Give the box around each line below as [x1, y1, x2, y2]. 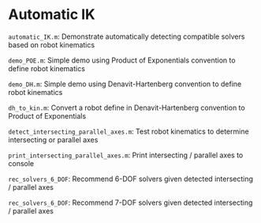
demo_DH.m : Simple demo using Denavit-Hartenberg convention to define [8, 79, 242, 89]
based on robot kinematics [8, 40, 95, 49]
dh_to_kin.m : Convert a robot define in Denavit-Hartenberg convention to [8, 103, 246, 112]
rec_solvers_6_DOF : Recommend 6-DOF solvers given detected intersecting [8, 174, 254, 183]
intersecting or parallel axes [8, 134, 99, 144]
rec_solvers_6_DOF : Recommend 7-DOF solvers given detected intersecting [8, 198, 253, 207]
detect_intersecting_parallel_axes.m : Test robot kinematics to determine [8, 127, 250, 136]
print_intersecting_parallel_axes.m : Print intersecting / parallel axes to [8, 150, 244, 160]
